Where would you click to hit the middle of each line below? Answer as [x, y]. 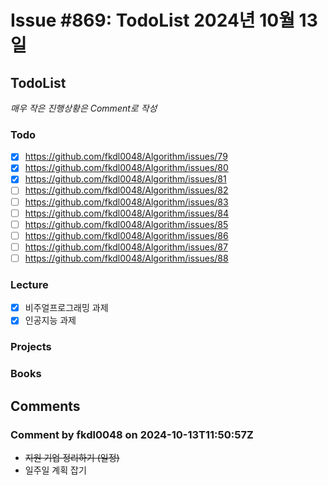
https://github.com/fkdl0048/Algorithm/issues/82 [126, 190]
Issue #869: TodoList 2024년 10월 [152, 20]
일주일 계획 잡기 [55, 470]
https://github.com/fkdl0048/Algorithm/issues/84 [127, 213]
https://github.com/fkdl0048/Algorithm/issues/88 [126, 258]
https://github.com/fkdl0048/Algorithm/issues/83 [126, 202]
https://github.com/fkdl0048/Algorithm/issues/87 [126, 247]
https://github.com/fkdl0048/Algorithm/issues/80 [126, 168]
